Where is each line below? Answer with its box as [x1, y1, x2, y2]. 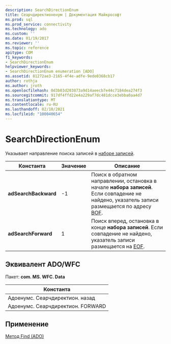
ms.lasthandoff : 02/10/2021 [5, 107, 65, 112]
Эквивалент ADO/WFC [5, 260, 80, 269]
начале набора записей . [91, 184, 153, 191]
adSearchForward [8, 230, 52, 237]
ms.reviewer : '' [5, 41, 40, 46]
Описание [114, 162, 140, 169]
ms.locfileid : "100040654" [5, 111, 63, 117]
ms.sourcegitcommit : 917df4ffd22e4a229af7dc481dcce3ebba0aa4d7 [5, 93, 142, 98]
